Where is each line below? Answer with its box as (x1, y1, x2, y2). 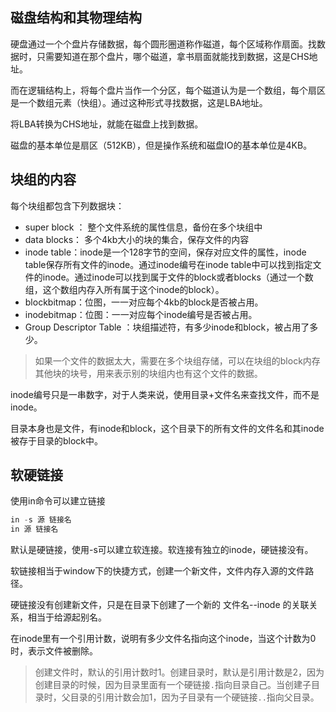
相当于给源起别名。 (27, 611, 107, 623)
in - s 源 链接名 (10, 515, 72, 525)
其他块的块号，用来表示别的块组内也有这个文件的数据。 (34, 367, 263, 379)
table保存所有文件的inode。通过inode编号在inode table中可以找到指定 (24, 258, 313, 270)
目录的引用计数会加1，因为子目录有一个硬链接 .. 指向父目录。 (69, 691, 320, 703)
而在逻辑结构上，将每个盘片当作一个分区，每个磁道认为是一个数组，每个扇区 (10, 84, 326, 96)
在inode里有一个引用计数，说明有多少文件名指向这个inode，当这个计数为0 (10, 633, 317, 645)
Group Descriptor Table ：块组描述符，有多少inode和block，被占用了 (24, 321, 310, 333)
